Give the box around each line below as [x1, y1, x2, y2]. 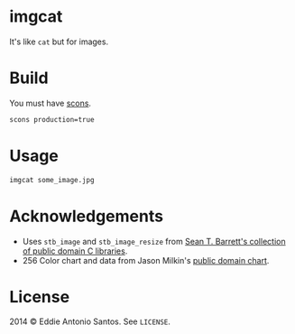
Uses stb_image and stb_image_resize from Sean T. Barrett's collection [22, 236, 286, 246]
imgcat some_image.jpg [9, 175, 95, 184]
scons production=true [9, 115, 95, 124]
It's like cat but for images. [9, 36, 109, 47]
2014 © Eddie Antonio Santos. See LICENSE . [9, 316, 171, 327]
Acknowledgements [9, 206, 164, 227]
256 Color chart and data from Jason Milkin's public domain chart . [22, 255, 270, 265]
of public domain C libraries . [22, 246, 128, 256]
